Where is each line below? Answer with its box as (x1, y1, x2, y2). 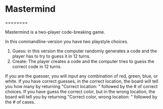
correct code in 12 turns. (12, 64, 62, 69)
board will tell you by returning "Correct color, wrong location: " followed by (5, 94, 158, 100)
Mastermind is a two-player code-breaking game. (5, 29, 105, 35)
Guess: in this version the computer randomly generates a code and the (12, 48, 157, 54)
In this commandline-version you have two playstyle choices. (5, 38, 129, 44)
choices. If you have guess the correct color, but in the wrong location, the (5, 88, 156, 94)
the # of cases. (5, 99, 36, 105)
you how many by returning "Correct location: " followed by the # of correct (5, 83, 158, 89)
